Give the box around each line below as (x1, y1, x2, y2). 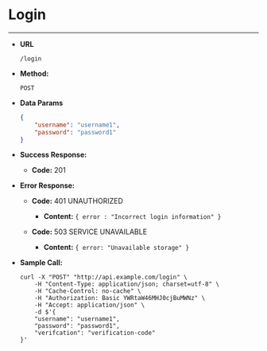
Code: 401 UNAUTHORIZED (31, 197, 123, 206)
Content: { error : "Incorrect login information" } (43, 212, 222, 221)
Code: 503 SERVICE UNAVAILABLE (31, 227, 148, 236)
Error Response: (19, 181, 75, 190)
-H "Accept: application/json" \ (34, 301, 145, 310)
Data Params (19, 98, 64, 107)
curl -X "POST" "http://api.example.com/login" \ (19, 273, 188, 282)
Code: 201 (31, 166, 66, 175)
